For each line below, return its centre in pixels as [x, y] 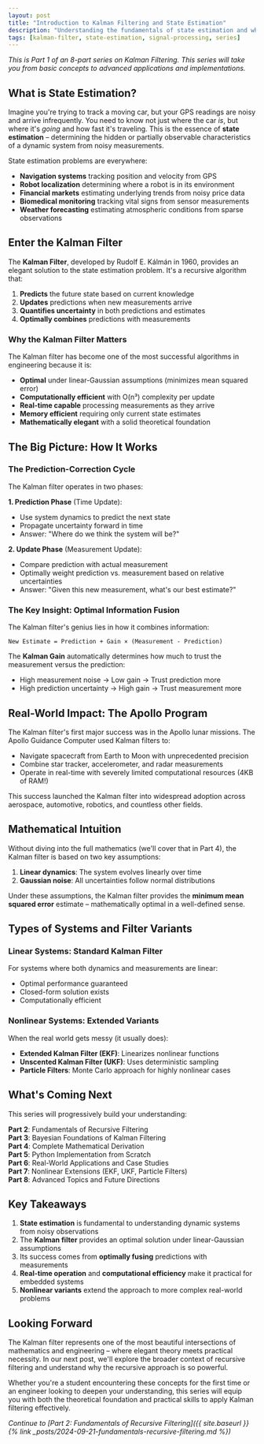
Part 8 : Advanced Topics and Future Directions [84, 1179]
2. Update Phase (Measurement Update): [75, 549]
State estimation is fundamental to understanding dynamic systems [130, 1223]
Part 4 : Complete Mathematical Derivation [76, 1146]
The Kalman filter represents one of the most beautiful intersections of [122, 1342]
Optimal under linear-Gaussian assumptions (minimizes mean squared [134, 380]
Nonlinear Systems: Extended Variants [84, 1021]
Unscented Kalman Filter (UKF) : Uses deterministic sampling [119, 1062]
